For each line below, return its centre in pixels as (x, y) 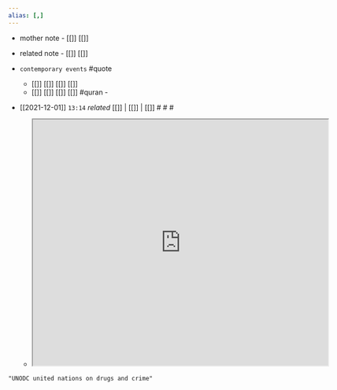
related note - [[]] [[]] (54, 53)
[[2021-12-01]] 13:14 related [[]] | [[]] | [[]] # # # (97, 107)
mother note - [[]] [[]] (54, 38)
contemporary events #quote (66, 69)
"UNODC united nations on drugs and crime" (81, 378)
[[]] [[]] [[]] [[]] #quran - (70, 92)
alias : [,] (26, 15)
